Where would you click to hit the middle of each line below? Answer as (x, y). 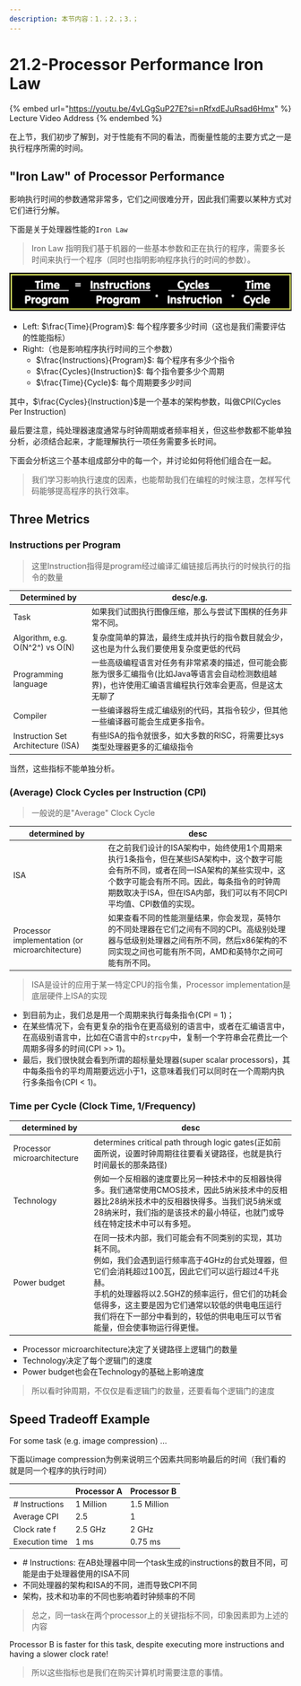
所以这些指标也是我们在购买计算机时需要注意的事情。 (129, 1673)
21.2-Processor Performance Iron (137, 64)
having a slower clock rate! (59, 1654)
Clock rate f (34, 1529)
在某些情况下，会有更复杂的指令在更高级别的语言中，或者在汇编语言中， (155, 1026)
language (30, 683)
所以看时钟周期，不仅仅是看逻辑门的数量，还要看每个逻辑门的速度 (153, 1391)
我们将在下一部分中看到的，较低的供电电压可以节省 (188, 1316)
